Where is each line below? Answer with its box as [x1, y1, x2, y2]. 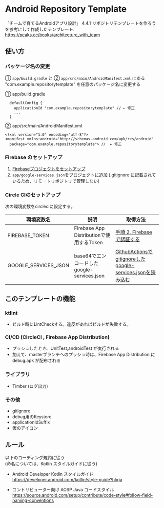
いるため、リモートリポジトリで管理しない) [12, 178, 100, 184]
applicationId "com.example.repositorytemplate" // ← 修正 [14, 106, 135, 110]
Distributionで [74, 232, 106, 239]
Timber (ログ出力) [12, 383, 48, 389]
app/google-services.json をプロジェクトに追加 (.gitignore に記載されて [12, 172, 156, 178]
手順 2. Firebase [115, 229, 152, 235]
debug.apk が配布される [12, 358, 61, 363]
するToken [79, 239, 103, 246]
